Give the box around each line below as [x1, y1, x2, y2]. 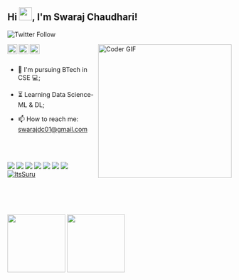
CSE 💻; [17, 73, 41, 82]
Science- [67, 90, 94, 98]
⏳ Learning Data [17, 90, 66, 98]
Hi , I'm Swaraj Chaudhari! [7, 11, 138, 24]
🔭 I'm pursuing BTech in [17, 65, 87, 73]
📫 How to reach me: [17, 115, 79, 123]
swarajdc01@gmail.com [17, 125, 87, 133]
